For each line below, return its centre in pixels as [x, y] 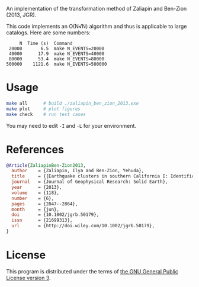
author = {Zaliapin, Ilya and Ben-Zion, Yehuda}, [78, 171]
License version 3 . [29, 278]
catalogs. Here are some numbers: [48, 33]
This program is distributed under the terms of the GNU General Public [92, 271]
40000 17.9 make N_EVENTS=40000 [57, 54]
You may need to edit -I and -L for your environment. [71, 125]
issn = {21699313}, [42, 220]
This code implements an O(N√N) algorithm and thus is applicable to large [97, 26]
